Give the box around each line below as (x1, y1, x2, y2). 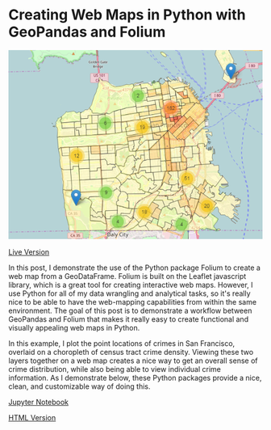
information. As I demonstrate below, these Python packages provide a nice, (8, 373, 262, 383)
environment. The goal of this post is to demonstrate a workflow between (8, 306, 252, 316)
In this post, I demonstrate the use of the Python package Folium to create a (8, 263, 261, 272)
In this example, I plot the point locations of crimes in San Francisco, (8, 339, 236, 348)
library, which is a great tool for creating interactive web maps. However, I (8, 280, 253, 290)
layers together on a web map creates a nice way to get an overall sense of (8, 356, 258, 365)
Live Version (8, 247, 50, 257)
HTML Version (8, 413, 56, 423)
